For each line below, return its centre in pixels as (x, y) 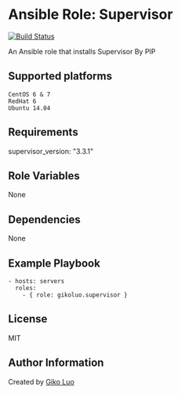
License (28, 319)
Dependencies (44, 219)
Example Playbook (54, 263)
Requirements (43, 133)
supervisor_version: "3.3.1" (51, 151)
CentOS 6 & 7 (29, 94)
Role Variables (44, 176)
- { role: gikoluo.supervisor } (75, 295)
